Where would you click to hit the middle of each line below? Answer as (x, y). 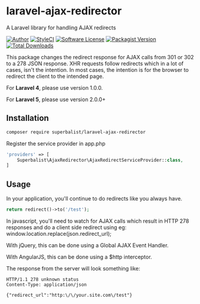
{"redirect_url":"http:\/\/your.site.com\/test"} (69, 295)
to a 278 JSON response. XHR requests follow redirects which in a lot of (95, 63)
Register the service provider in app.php (56, 143)
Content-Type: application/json (46, 285)
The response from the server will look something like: (73, 268)
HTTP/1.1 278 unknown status (43, 279)
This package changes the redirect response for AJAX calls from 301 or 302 (100, 57)
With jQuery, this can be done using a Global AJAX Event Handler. (87, 245)
